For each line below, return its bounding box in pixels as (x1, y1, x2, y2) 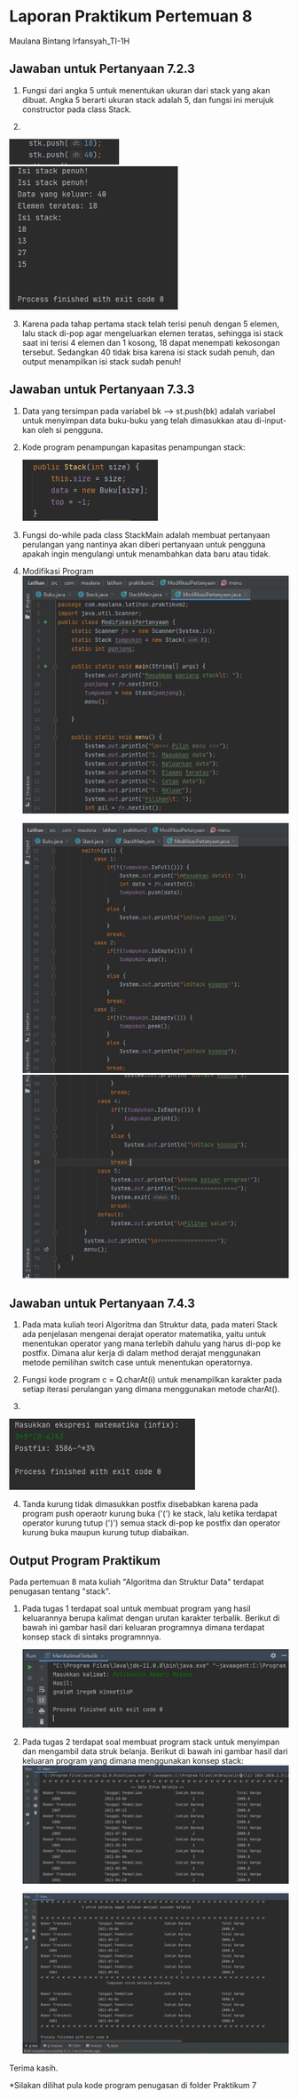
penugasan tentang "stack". (9, 1586, 111, 1597)
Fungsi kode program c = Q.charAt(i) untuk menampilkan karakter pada (21, 1374, 282, 1385)
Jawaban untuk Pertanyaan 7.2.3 (9, 61, 195, 76)
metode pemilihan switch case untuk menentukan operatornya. (21, 1358, 253, 1368)
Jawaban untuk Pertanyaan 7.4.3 (9, 1295, 195, 1310)
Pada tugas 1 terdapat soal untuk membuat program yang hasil (21, 1603, 251, 1614)
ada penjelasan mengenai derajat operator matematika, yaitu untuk (21, 1329, 267, 1340)
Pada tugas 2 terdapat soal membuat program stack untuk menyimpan (21, 1736, 280, 1748)
